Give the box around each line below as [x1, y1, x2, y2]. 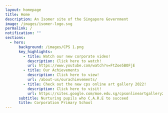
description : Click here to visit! [27, 86, 101, 91]
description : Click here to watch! [27, 58, 101, 63]
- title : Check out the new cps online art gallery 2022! [23, 81, 146, 86]
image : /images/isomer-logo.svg [5, 21, 72, 26]
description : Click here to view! [27, 72, 99, 77]
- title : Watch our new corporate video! [23, 53, 111, 59]
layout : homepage [5, 7, 41, 12]
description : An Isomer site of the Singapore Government [5, 16, 128, 21]
